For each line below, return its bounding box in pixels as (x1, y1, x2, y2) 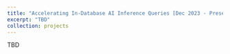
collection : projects (7, 22, 69, 29)
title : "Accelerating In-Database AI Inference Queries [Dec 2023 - (7, 9, 207, 17)
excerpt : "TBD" (7, 16, 51, 23)
